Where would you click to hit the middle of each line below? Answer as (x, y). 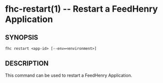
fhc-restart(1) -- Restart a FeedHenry (81, 9)
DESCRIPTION (27, 64)
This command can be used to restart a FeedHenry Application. (69, 75)
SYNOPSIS (22, 37)
